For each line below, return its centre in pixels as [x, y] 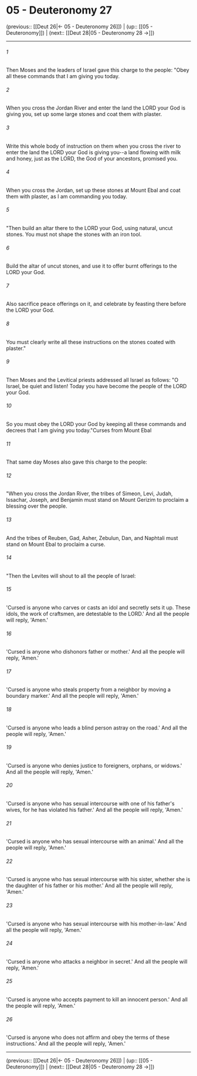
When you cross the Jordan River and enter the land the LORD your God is [96, 108]
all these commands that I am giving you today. [63, 76]
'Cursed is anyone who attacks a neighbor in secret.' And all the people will [97, 961]
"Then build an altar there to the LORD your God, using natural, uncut [89, 228]
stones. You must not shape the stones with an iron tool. [74, 234]
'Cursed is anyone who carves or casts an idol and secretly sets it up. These [98, 607]
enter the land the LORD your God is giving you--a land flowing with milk [94, 152]
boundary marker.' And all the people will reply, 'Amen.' [72, 696]
